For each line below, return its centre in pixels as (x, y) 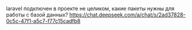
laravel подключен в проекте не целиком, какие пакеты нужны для (90, 9)
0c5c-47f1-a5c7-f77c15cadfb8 (43, 21)
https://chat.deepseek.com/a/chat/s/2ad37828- (128, 15)
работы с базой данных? (37, 15)
